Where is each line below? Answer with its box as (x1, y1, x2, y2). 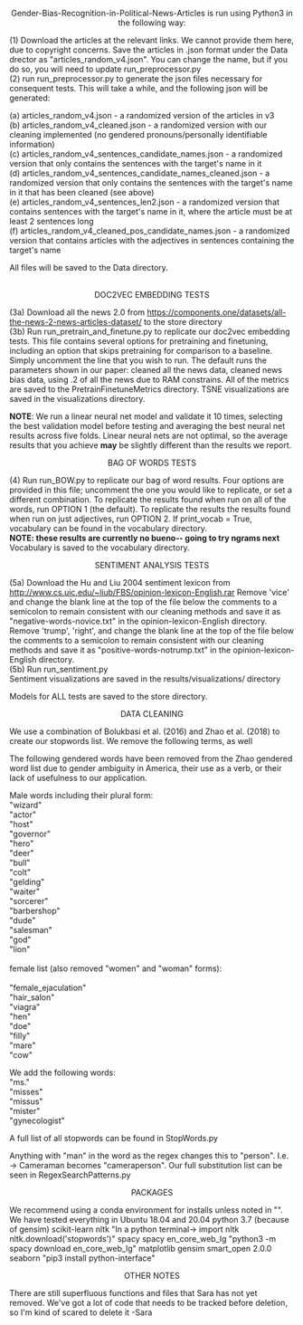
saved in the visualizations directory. (9, 394, 146, 404)
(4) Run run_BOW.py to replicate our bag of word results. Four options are (9, 475, 285, 485)
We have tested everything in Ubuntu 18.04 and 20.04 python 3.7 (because (9, 1215, 289, 1225)
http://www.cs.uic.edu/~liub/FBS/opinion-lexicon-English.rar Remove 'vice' (9, 587, 289, 597)
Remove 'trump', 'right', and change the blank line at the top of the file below (9, 625, 294, 636)
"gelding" (9, 877, 45, 887)
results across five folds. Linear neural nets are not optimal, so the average (9, 430, 288, 441)
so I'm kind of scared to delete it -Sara (9, 1307, 153, 1318)
